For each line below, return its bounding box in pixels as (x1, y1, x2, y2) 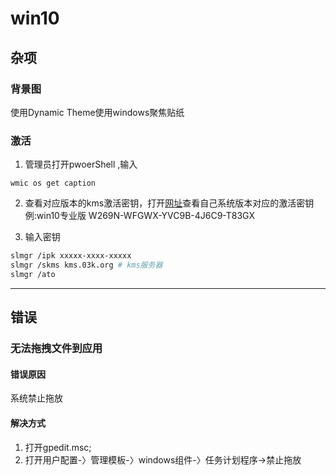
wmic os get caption (10, 178, 97, 189)
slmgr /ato (10, 269, 56, 279)
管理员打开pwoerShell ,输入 (24, 158, 138, 171)
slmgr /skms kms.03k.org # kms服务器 (10, 260, 163, 271)
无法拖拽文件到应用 (10, 342, 103, 356)
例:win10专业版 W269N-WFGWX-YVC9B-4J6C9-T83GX (24, 210, 256, 222)
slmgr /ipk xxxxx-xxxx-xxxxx (10, 251, 132, 261)
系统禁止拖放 (10, 392, 63, 404)
